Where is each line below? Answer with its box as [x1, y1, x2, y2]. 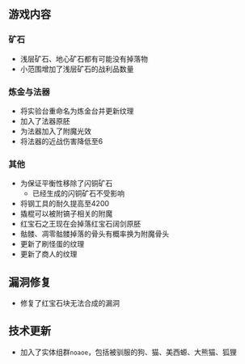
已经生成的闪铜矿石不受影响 [32, 188, 125, 198]
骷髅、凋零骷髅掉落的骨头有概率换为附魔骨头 [19, 229, 170, 239]
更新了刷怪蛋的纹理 [19, 239, 85, 249]
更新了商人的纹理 [19, 249, 78, 259]
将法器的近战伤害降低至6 [19, 136, 103, 146]
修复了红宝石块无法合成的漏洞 [19, 298, 120, 308]
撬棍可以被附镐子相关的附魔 [19, 209, 113, 218]
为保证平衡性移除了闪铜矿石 [19, 179, 113, 188]
